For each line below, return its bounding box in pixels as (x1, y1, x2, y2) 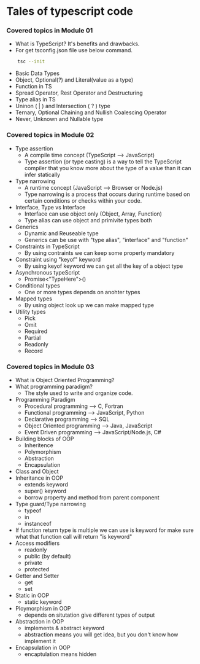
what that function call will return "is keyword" (15, 533, 133, 540)
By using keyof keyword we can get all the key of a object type (24, 262, 183, 270)
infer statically (24, 171, 60, 178)
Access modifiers (15, 539, 60, 547)
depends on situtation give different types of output (24, 611, 155, 619)
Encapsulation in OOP (15, 644, 71, 651)
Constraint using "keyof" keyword (15, 256, 101, 263)
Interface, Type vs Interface (15, 203, 86, 211)
